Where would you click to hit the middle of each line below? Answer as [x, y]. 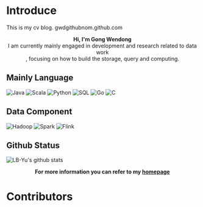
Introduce [31, 11]
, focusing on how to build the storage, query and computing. [102, 58]
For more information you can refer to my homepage [102, 172]
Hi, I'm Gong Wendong [102, 39]
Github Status [33, 145]
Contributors [40, 196]
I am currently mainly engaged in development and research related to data [102, 46]
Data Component [39, 112]
